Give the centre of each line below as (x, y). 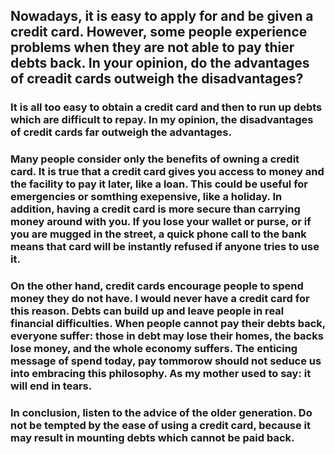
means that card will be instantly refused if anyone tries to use (165, 247)
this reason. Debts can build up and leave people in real (147, 311)
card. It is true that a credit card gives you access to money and (167, 172)
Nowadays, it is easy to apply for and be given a (162, 16)
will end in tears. (51, 386)
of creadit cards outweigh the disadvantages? (157, 79)
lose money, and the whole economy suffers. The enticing (154, 349)
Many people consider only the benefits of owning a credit (155, 159)
